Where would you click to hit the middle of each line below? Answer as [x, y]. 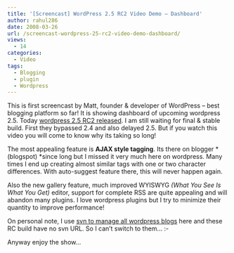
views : [17, 40]
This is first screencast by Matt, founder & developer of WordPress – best [113, 105]
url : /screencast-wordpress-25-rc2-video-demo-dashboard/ [94, 33]
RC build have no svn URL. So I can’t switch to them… [85, 228]
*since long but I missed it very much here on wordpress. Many [131, 157]
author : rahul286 [33, 20]
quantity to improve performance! [56, 207]
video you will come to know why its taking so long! [82, 136]
